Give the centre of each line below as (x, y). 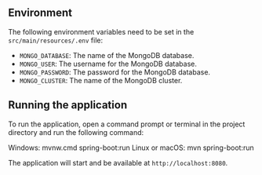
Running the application (68, 105)
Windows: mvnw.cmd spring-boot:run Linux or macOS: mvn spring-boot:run (131, 148)
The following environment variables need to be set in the (101, 31)
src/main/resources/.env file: (56, 40)
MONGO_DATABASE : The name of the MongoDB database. (107, 55)
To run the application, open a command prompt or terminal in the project (127, 124)
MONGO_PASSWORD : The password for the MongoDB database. (115, 72)
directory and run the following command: (76, 132)
